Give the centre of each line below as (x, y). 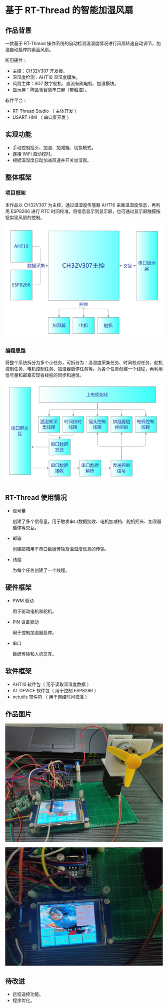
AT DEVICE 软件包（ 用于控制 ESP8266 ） (55, 690)
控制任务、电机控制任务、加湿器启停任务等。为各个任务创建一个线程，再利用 (84, 369)
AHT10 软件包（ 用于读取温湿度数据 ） (52, 684)
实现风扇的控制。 (27, 217)
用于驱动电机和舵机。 (34, 611)
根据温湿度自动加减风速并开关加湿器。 (52, 160)
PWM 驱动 (23, 600)
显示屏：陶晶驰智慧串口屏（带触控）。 (51, 90)
